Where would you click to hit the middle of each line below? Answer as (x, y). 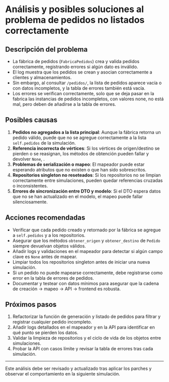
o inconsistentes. (30, 185)
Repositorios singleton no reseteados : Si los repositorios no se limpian (87, 175)
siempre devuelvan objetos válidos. (49, 246)
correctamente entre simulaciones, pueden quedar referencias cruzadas (88, 180)
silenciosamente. (30, 202)
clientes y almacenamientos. (42, 77)
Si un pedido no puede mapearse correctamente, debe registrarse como (88, 273)
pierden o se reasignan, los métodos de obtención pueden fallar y (81, 153)
